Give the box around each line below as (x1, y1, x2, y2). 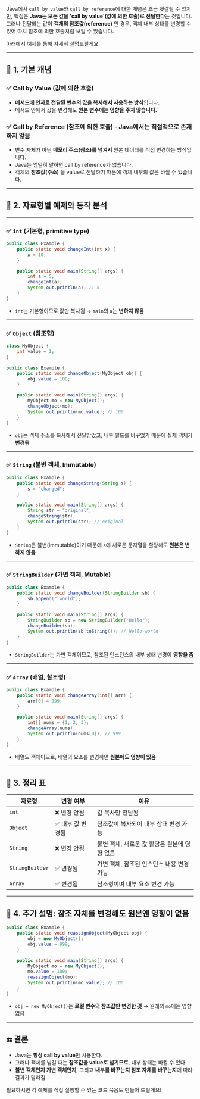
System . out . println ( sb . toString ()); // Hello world (27, 628, 159, 634)
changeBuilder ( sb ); (27, 623, 76, 629)
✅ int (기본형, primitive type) (6, 227, 90, 235)
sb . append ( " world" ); (27, 595, 82, 601)
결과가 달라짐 (14, 1073, 46, 1081)
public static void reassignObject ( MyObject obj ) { (17, 931, 148, 936)
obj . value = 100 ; (27, 376, 70, 382)
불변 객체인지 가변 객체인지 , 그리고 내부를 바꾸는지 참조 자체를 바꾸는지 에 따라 (14, 1066, 193, 1073)
